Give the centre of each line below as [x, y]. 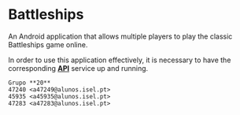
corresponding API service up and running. [78, 68]
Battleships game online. [48, 44]
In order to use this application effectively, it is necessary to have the [120, 60]
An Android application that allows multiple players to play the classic [120, 36]
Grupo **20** [30, 83]
